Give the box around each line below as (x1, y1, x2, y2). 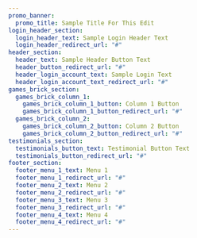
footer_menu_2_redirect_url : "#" (15, 188, 126, 197)
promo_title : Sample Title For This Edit (15, 19, 155, 27)
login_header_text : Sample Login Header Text (15, 33, 169, 42)
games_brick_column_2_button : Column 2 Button (22, 122, 180, 130)
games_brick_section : (8, 85, 80, 94)
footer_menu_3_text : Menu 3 (15, 196, 109, 204)
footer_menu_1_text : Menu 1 (15, 167, 109, 175)
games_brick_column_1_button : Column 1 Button (22, 100, 180, 108)
